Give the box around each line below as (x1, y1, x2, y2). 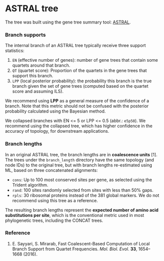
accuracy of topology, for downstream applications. (5, 128, 109, 134)
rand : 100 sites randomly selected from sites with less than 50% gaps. (12, 187, 154, 193)
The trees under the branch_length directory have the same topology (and (5, 157, 154, 163)
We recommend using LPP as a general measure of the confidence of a (5, 98, 149, 104)
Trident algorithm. (12, 182, 48, 188)
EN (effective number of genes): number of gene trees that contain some (12, 57, 158, 63)
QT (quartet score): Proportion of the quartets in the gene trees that (12, 68, 147, 73)
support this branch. (12, 73, 53, 79)
